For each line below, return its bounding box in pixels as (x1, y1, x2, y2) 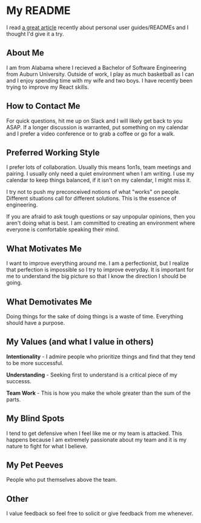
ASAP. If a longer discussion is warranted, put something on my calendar (6, 123, 189, 131)
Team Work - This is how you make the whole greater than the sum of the (6, 389, 191, 397)
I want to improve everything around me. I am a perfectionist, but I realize (6, 259, 189, 267)
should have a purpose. (6, 320, 65, 326)
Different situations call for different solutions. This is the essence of (6, 195, 177, 202)
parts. (6, 395, 21, 403)
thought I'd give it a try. (6, 30, 64, 37)
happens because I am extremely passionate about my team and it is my (6, 436, 186, 443)
